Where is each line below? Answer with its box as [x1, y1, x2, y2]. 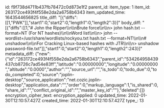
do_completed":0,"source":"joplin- [5, 72, 74, 77]
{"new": [35, 51, 51, 57]
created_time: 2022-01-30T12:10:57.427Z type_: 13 [42, 98, 144, 103]
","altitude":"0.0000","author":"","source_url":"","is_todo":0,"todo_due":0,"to [5, 66, 157, 72]
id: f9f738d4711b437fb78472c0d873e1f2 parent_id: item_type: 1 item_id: [5, 4, 151, 10]
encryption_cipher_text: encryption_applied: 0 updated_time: [5, 92, 127, 98]
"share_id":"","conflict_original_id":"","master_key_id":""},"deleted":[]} [5, 87, 145, 93]
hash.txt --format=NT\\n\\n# [90, 35, 147, 41]
